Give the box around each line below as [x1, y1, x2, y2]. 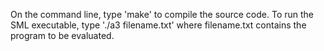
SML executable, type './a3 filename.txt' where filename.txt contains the [10, 19, 307, 31]
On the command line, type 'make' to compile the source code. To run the [10, 9, 314, 20]
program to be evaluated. [10, 30, 115, 41]
